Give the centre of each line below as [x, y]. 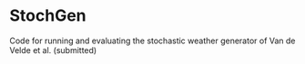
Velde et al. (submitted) [53, 50]
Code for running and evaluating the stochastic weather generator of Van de [152, 41]
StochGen [48, 16]
